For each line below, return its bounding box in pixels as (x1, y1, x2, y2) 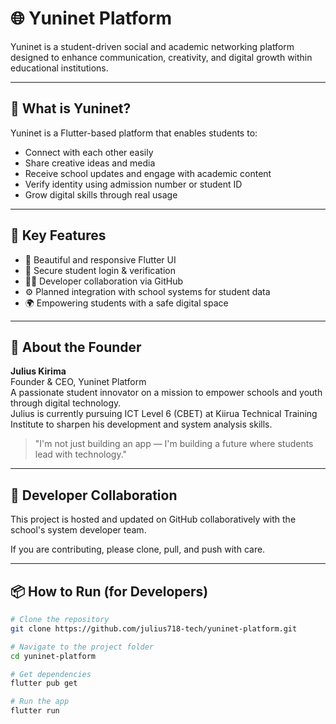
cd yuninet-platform (10, 651, 97, 661)
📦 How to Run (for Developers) (10, 583, 209, 600)
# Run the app (10, 697, 70, 707)
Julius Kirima (10, 365, 67, 377)
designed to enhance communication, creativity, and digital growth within (10, 51, 313, 63)
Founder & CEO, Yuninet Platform (10, 376, 147, 388)
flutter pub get (10, 678, 78, 689)
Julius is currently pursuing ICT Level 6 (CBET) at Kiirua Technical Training (10, 408, 318, 420)
